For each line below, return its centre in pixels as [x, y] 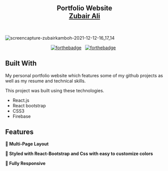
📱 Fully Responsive [25, 163]
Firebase [22, 116]
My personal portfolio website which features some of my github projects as [84, 75]
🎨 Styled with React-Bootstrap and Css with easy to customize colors [79, 154]
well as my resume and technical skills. [46, 81]
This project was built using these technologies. [55, 90]
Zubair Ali [85, 16]
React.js [21, 100]
